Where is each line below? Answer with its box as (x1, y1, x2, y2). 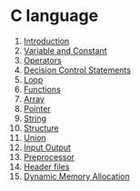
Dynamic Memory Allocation (23, 170, 130, 182)
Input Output (23, 142, 72, 153)
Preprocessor (23, 151, 75, 162)
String (23, 113, 47, 124)
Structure (23, 122, 59, 133)
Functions (23, 84, 62, 95)
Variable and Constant (23, 45, 107, 55)
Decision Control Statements (23, 65, 131, 75)
